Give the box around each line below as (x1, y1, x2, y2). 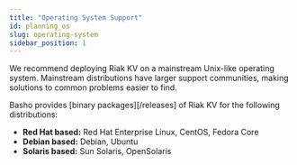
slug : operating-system (9, 30, 99, 39)
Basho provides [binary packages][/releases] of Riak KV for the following (9, 100, 281, 111)
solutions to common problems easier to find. (9, 82, 177, 93)
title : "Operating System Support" (9, 13, 143, 23)
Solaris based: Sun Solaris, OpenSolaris (22, 146, 172, 157)
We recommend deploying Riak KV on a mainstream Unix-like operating (9, 63, 274, 74)
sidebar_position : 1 (9, 38, 87, 48)
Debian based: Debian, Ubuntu (22, 136, 139, 147)
